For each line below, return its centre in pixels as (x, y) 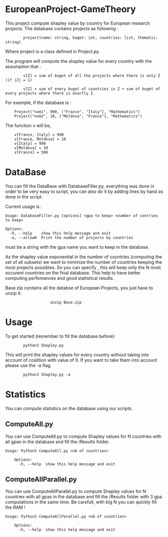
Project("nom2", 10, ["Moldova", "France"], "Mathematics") (78, 116)
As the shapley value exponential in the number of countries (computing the (83, 257)
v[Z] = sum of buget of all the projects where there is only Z (92, 76)
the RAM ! (16, 507)
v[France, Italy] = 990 (39, 135)
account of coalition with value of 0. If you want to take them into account (81, 360)
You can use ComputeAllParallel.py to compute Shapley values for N (76, 491)
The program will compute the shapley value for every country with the (78, 61)
